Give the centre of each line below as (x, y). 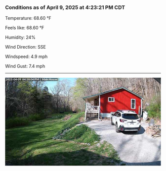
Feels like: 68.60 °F (25, 28)
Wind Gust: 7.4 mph (25, 66)
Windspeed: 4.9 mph (26, 57)
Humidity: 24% (21, 37)
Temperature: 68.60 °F (28, 18)
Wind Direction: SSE (25, 47)
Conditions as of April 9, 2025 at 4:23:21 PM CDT (65, 7)
